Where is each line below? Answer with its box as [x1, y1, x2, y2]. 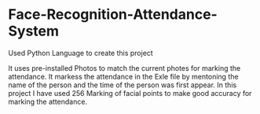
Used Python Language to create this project [8, 48, 153, 57]
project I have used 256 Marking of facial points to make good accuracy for [8, 88, 252, 97]
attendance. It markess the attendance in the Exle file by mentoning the [8, 72, 239, 81]
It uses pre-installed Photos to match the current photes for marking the [8, 63, 241, 72]
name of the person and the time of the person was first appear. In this [8, 80, 237, 90]
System [8, 22, 60, 40]
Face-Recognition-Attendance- [8, 6, 218, 24]
